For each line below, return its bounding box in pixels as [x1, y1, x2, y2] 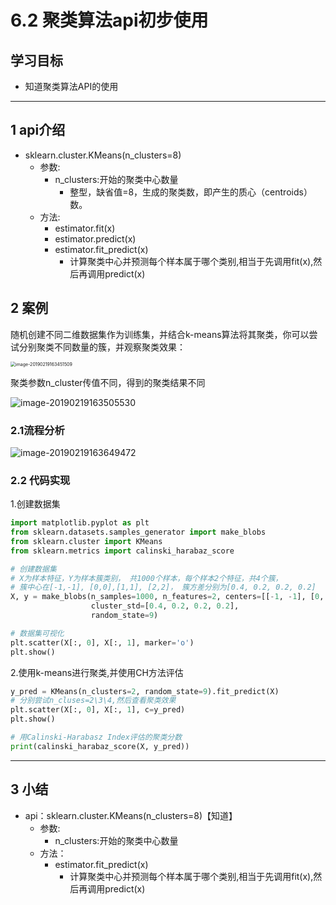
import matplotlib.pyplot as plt [10, 518, 150, 528]
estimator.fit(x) [54, 222, 116, 234]
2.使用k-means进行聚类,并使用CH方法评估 [10, 666, 184, 678]
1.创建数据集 [10, 498, 61, 510]
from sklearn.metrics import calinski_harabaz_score [10, 546, 235, 556]
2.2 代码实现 [10, 473, 71, 487]
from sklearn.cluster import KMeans [10, 536, 163, 546]
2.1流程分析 [10, 423, 65, 437]
